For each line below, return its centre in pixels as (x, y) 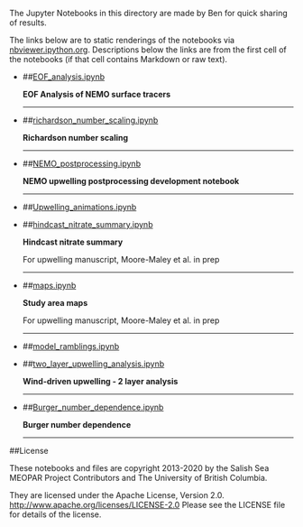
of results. (28, 23)
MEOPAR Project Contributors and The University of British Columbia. (138, 478)
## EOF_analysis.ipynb (64, 77)
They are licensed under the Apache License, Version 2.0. (117, 495)
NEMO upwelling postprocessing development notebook (131, 181)
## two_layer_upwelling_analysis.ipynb (93, 364)
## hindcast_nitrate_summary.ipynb (87, 224)
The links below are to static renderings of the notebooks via (122, 40)
